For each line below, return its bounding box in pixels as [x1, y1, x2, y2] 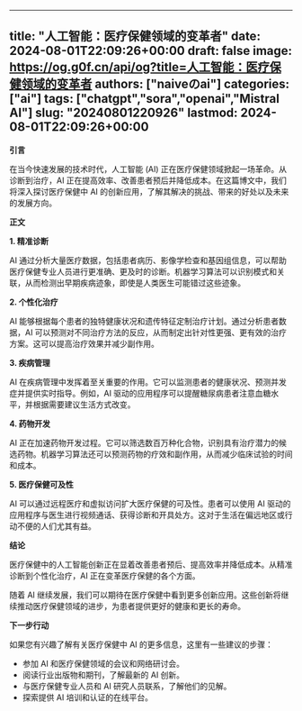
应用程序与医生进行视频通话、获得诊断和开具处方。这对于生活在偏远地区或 [9, 509, 285, 520]
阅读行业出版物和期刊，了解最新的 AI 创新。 [22, 669, 185, 680]
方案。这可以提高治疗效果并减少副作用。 [9, 338, 159, 349]
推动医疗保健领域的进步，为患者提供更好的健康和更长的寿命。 [16, 600, 245, 611]
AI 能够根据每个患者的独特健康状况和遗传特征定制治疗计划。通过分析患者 [9, 315, 280, 326]
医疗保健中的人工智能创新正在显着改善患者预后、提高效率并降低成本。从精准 [9, 559, 293, 570]
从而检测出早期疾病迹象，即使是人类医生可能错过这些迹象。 [24, 277, 245, 288]
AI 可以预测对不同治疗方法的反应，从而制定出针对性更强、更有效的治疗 [24, 326, 288, 338]
